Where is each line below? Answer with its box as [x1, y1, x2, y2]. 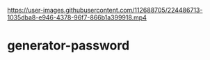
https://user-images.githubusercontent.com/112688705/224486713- [7, 6, 203, 14]
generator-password [7, 38, 130, 54]
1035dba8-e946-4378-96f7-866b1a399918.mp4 [7, 13, 147, 22]
